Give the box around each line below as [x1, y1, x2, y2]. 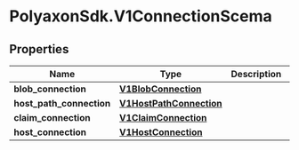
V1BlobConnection [118, 83, 202, 95]
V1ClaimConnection [118, 112, 207, 123]
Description [230, 68, 282, 80]
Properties [9, 42, 69, 57]
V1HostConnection [118, 126, 203, 138]
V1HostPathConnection [118, 98, 222, 109]
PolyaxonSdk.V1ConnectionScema [9, 6, 273, 27]
